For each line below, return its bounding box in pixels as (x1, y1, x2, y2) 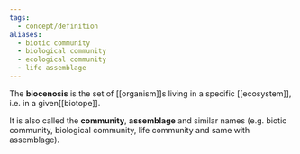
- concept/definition (17, 22, 99, 31)
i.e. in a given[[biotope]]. (9, 97, 101, 108)
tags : (9, 13, 30, 23)
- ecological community (17, 55, 106, 64)
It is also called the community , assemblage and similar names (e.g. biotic (9, 114, 287, 126)
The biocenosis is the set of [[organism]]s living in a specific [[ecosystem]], (9, 87, 292, 99)
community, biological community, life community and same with (9, 124, 250, 135)
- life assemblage (17, 64, 87, 73)
